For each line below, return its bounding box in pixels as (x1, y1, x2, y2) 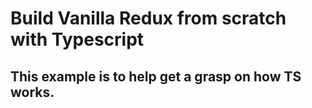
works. (10, 83, 55, 101)
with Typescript (10, 28, 145, 51)
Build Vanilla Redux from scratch (10, 7, 287, 30)
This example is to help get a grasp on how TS (10, 68, 302, 85)
